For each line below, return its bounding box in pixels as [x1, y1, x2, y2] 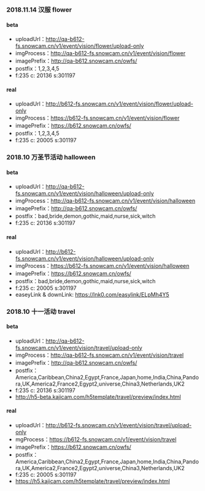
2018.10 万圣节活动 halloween [6, 153, 96, 162]
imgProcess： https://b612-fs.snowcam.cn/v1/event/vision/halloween [15, 262, 190, 269]
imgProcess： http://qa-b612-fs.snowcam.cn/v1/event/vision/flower [15, 50, 186, 57]
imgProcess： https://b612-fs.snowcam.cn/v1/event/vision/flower [15, 115, 180, 122]
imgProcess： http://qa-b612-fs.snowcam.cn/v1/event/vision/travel [15, 351, 184, 359]
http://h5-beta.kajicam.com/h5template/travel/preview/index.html [15, 393, 181, 400]
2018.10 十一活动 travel [6, 307, 75, 316]
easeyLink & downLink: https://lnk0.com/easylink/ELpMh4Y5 [15, 291, 170, 298]
